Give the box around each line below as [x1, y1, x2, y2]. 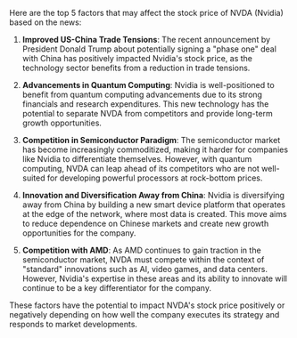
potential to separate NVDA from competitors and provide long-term [21, 109, 274, 118]
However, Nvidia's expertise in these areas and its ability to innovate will [21, 273, 288, 284]
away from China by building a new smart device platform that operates [21, 199, 285, 210]
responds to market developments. [9, 319, 138, 329]
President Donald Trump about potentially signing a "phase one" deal [21, 44, 276, 54]
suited [21, 173, 46, 183]
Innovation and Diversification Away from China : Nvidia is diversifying [21, 190, 285, 200]
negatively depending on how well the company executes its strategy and [9, 310, 280, 319]
